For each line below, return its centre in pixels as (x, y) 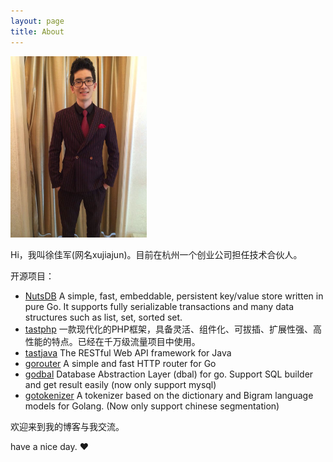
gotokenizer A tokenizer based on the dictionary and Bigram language (169, 395)
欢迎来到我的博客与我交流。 (67, 426)
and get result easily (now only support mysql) (120, 384)
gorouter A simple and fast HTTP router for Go (120, 363)
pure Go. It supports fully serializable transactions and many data (159, 306)
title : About (37, 31)
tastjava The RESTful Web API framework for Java (128, 352)
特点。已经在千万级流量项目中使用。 (126, 341)
